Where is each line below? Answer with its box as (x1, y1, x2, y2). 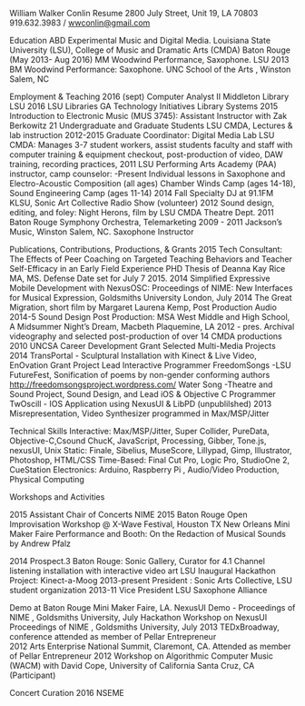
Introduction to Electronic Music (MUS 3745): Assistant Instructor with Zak (9, 111, 288, 121)
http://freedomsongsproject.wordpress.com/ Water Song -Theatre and (9, 379, 273, 390)
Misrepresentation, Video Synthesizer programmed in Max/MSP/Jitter (9, 408, 270, 419)
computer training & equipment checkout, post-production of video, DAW (9, 149, 283, 160)
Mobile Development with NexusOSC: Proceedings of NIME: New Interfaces (9, 283, 293, 293)
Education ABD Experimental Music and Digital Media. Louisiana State (9, 35, 271, 45)
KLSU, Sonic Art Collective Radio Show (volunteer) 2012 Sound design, (9, 197, 275, 208)
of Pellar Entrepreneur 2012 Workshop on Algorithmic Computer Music (9, 651, 274, 661)
